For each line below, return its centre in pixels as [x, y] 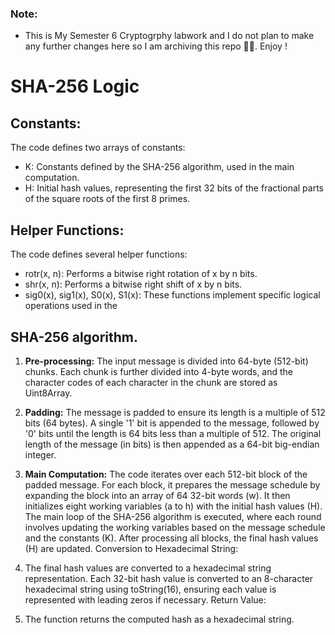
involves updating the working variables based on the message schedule [175, 527]
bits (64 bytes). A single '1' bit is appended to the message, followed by [172, 423]
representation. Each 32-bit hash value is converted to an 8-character [169, 578]
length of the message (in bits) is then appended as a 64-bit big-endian [172, 444]
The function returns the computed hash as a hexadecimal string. [159, 619]
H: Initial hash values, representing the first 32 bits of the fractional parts [174, 188]
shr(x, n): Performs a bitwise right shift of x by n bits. [133, 284]
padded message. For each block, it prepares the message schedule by [172, 484]
